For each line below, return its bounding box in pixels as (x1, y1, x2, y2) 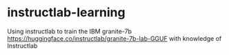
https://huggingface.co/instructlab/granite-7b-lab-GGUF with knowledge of (7, 34, 222, 42)
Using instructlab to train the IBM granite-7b (7, 27, 132, 35)
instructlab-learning (7, 5, 126, 20)
